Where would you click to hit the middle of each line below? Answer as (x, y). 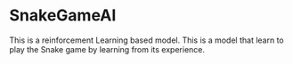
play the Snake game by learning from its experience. (107, 49)
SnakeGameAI (63, 16)
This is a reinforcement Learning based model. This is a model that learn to (146, 40)
